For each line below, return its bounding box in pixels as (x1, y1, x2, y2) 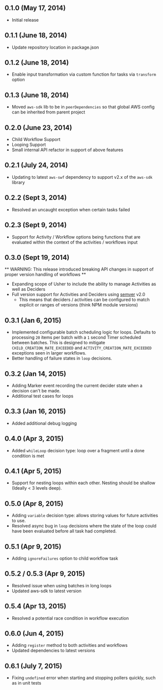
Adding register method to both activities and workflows (11, 642, 128, 648)
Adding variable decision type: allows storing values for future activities (11, 513, 158, 519)
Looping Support (11, 142, 46, 148)
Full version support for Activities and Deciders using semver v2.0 (11, 292, 145, 298)
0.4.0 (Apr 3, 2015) (4, 435, 64, 443)
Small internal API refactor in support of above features (11, 147, 124, 153)
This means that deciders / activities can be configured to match (19, 297, 150, 303)
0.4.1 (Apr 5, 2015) (4, 467, 62, 475)
